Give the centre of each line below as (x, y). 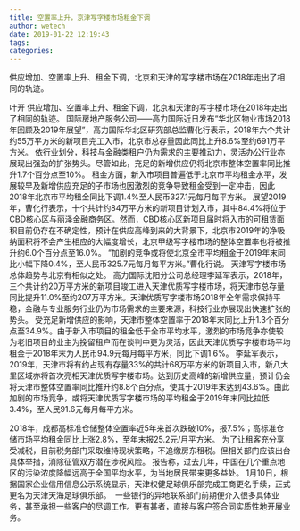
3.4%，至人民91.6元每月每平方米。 (74, 409)
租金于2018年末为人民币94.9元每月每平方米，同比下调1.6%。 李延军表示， (146, 353)
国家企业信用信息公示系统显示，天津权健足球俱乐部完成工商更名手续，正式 (154, 485)
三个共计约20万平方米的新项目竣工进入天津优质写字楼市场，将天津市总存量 (147, 286)
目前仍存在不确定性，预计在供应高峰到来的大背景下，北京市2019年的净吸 (151, 231)
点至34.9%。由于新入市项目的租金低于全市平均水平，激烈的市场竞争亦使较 (146, 331)
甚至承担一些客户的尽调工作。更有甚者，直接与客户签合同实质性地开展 (154, 507)
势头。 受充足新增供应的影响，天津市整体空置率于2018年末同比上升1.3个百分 (150, 320)
